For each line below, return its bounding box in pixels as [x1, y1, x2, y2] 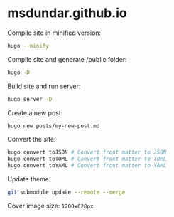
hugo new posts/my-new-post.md [7, 122, 100, 129]
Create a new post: [7, 108, 63, 117]
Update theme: [7, 175, 51, 184]
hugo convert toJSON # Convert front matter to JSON [7, 149, 167, 156]
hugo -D [7, 69, 31, 76]
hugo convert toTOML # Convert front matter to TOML [7, 155, 167, 163]
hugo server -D [7, 95, 53, 102]
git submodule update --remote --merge [7, 189, 126, 196]
